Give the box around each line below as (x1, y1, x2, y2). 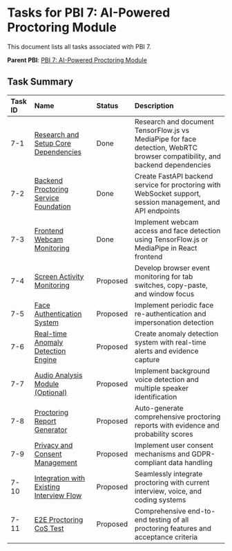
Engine (34, 354, 57, 364)
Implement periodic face (134, 300, 214, 309)
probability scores (134, 429, 193, 439)
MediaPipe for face (134, 134, 197, 143)
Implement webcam (134, 217, 199, 226)
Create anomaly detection (134, 329, 219, 338)
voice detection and (134, 374, 199, 384)
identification (134, 392, 177, 401)
